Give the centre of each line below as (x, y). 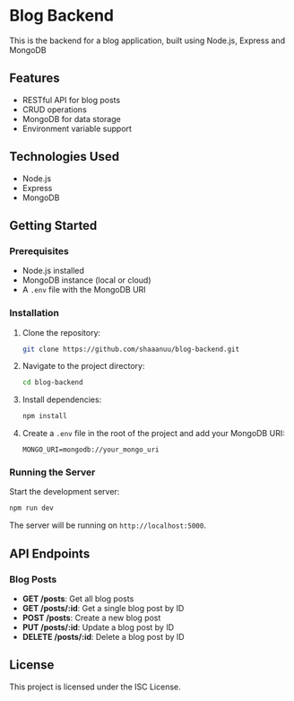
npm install (44, 416)
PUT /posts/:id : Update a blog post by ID (98, 627)
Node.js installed (53, 271)
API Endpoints (50, 553)
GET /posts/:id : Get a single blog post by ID (103, 609)
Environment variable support (77, 128)
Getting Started (53, 225)
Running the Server (52, 472)
